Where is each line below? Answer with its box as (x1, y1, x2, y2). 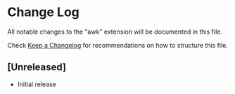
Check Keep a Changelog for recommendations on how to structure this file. (7, 41, 229, 49)
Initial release (17, 80, 56, 88)
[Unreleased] (7, 61, 67, 74)
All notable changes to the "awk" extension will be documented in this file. (7, 27, 223, 36)
